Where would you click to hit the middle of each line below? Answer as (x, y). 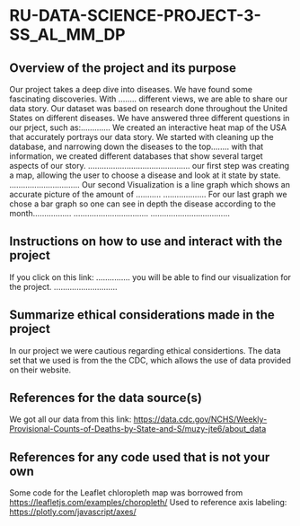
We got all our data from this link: (71, 419)
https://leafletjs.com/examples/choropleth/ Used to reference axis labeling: (148, 503)
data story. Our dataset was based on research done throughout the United (149, 108)
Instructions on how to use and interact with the (146, 242)
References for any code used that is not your (140, 457)
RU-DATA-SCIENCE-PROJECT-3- (136, 16)
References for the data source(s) (106, 398)
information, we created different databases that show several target (136, 156)
